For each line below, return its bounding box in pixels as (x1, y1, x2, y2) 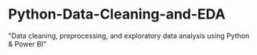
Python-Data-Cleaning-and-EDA (8, 5, 226, 23)
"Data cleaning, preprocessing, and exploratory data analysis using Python (8, 31, 250, 40)
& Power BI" (8, 39, 47, 48)
